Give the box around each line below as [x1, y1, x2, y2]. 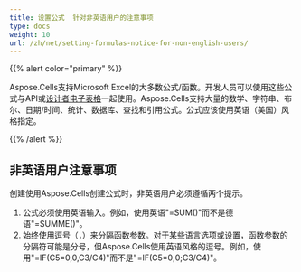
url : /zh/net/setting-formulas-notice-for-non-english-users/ [9, 38, 249, 48]
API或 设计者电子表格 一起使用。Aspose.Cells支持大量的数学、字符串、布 [24, 93, 292, 104]
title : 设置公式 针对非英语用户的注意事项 [9, 13, 154, 23]
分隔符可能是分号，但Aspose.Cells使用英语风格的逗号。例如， [22, 241, 254, 252]
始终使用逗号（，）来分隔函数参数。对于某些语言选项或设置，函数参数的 [22, 230, 288, 240]
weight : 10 [9, 30, 51, 39]
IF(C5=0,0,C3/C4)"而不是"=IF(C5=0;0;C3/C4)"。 [39, 252, 222, 263]
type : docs [9, 22, 51, 31]
